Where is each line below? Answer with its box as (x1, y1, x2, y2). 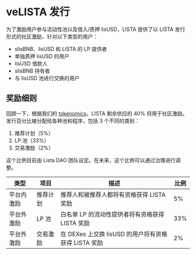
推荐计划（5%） (14, 130, 54, 137)
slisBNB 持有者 (14, 67, 51, 74)
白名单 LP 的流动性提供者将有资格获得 (60, 210, 164, 218)
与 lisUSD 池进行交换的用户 (14, 74, 80, 82)
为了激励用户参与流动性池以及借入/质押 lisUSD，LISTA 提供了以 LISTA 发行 (6, 26, 185, 33)
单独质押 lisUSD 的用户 (14, 53, 70, 60)
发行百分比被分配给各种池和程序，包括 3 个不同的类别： (6, 117, 140, 124)
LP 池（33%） (14, 137, 50, 144)
